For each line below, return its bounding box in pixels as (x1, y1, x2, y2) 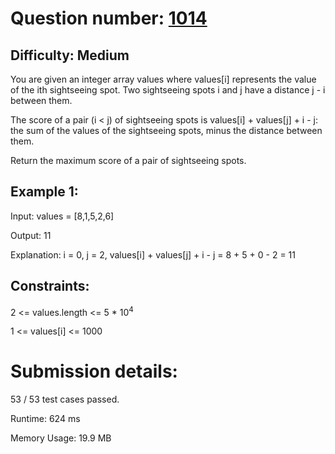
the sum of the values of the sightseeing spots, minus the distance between (10, 125, 323, 136)
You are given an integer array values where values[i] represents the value (10, 73, 317, 85)
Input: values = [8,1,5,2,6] (10, 210, 115, 222)
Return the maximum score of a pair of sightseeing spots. (10, 155, 247, 166)
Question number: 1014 (10, 7, 208, 30)
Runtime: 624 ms (10, 413, 81, 425)
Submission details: (10, 360, 178, 383)
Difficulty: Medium (10, 47, 130, 64)
